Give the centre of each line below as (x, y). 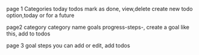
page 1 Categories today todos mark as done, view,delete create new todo (100, 9)
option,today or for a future (40, 15)
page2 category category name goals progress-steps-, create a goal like (98, 27)
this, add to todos (28, 34)
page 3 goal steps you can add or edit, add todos (68, 46)
